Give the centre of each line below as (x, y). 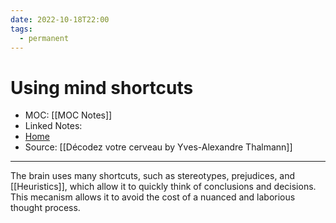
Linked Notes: (53, 126)
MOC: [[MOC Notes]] (68, 115)
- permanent (44, 38)
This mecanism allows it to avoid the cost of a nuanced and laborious (153, 197)
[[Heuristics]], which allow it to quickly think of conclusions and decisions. (163, 187)
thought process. (45, 208)
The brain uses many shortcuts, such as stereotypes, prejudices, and (153, 176)
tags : (21, 29)
